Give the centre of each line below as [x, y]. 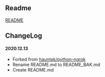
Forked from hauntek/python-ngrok [49, 60]
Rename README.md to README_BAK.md [56, 65]
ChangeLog [24, 36]
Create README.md [33, 70]
